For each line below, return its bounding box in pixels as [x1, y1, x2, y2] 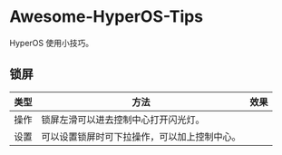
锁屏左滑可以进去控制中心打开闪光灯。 [41, 113, 206, 126]
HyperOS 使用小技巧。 [9, 37, 93, 48]
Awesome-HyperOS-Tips [9, 6, 204, 27]
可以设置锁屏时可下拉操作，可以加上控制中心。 [41, 130, 242, 142]
